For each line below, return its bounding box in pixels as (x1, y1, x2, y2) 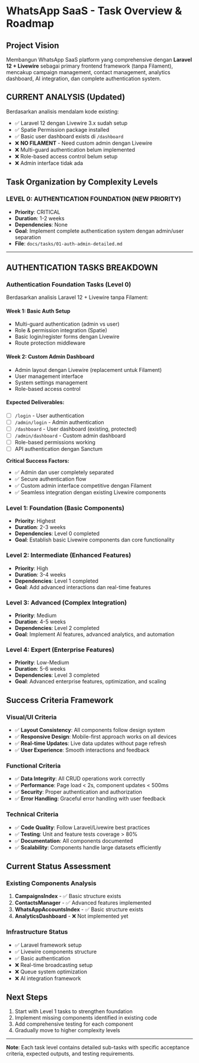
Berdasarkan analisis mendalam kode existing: (6, 108, 120, 115)
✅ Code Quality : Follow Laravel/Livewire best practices (14, 823, 150, 831)
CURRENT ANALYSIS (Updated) (6, 92, 126, 102)
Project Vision (6, 40, 59, 50)
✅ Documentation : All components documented (14, 837, 133, 844)
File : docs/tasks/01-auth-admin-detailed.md (14, 240, 123, 247)
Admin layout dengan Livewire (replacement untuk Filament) (14, 366, 162, 373)
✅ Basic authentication (14, 954, 71, 962)
